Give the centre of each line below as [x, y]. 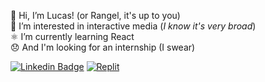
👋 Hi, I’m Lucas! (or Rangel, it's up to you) [95, 15]
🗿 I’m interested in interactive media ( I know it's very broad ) [133, 26]
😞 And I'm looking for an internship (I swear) [103, 47]
